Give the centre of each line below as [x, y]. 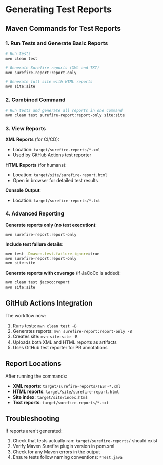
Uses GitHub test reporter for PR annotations [60, 347]
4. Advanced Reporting [35, 213]
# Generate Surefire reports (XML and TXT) [53, 68]
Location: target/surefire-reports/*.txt [57, 200]
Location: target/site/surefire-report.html [60, 175]
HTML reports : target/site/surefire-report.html [66, 391]
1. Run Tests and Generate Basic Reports [57, 43]
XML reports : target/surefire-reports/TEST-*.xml [67, 386]
